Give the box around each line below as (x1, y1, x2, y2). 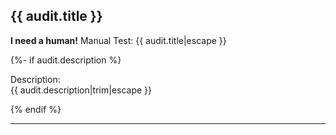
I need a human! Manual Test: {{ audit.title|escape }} (10, 34, 227, 46)
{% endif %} (10, 103, 62, 115)
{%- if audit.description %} (10, 54, 122, 66)
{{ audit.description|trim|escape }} (10, 84, 153, 96)
